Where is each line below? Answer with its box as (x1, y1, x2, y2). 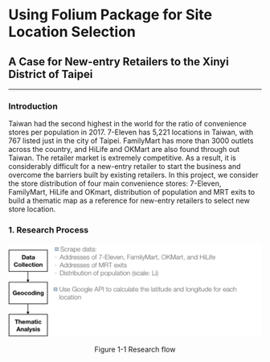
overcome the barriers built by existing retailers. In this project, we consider (8, 171, 259, 180)
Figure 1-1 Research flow (94, 344, 176, 354)
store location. (8, 204, 56, 214)
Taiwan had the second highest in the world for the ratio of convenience (8, 119, 247, 129)
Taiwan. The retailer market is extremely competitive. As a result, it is (8, 153, 237, 162)
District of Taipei (8, 67, 93, 81)
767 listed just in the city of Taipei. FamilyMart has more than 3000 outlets (8, 136, 254, 146)
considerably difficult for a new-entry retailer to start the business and (8, 162, 241, 171)
